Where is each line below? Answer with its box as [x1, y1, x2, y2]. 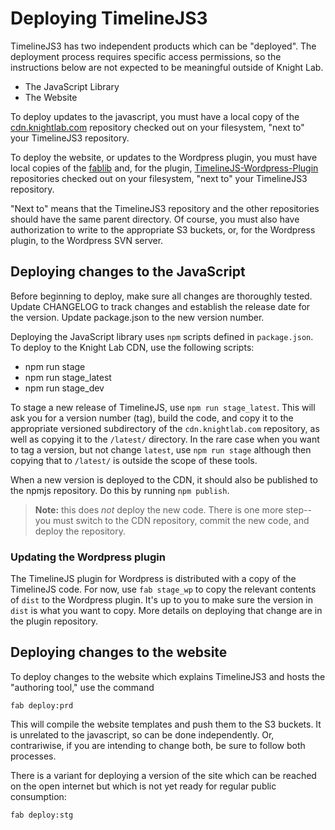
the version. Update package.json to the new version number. [10, 311, 265, 323]
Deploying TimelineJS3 [10, 7, 208, 30]
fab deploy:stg [10, 810, 74, 820]
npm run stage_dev [24, 382, 105, 394]
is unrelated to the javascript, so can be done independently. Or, [10, 728, 275, 741]
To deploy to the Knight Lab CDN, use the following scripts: [10, 341, 255, 353]
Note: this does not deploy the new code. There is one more [34, 503, 284, 516]
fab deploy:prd [10, 700, 74, 711]
